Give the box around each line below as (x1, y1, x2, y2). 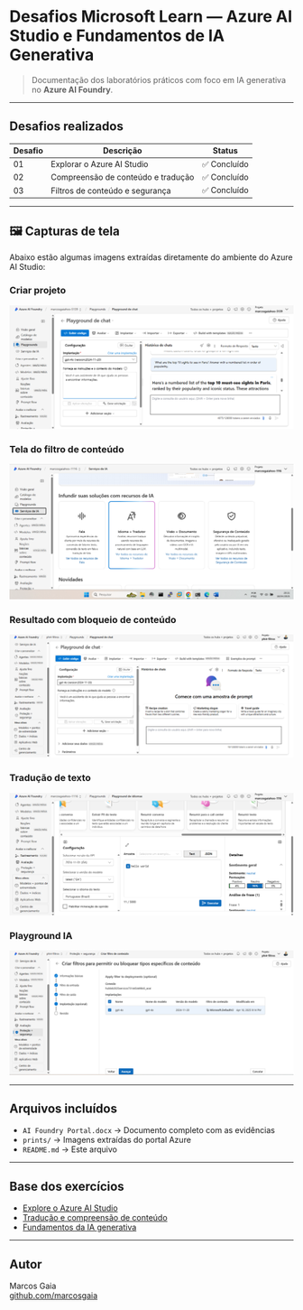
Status (212, 145, 238, 156)
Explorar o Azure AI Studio (50, 159, 149, 169)
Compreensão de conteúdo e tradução (50, 172, 195, 182)
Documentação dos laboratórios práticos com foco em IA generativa (31, 74, 287, 85)
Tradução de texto (9, 772, 92, 785)
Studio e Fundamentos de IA (9, 25, 225, 46)
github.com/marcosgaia (9, 1290, 98, 1301)
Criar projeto (9, 284, 66, 297)
